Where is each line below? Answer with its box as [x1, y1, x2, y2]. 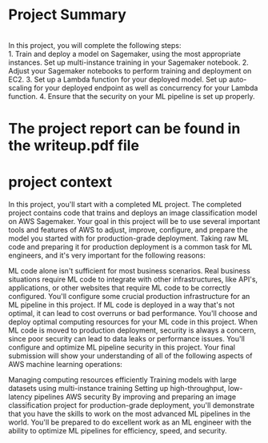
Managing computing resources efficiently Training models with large [8, 375, 238, 385]
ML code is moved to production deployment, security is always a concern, [8, 325, 257, 335]
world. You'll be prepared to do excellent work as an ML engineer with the [8, 417, 252, 427]
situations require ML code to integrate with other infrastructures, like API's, [8, 274, 258, 285]
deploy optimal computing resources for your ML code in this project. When [8, 317, 258, 327]
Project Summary [8, 6, 126, 24]
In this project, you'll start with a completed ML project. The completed [8, 200, 242, 210]
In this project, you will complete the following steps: [8, 40, 182, 50]
